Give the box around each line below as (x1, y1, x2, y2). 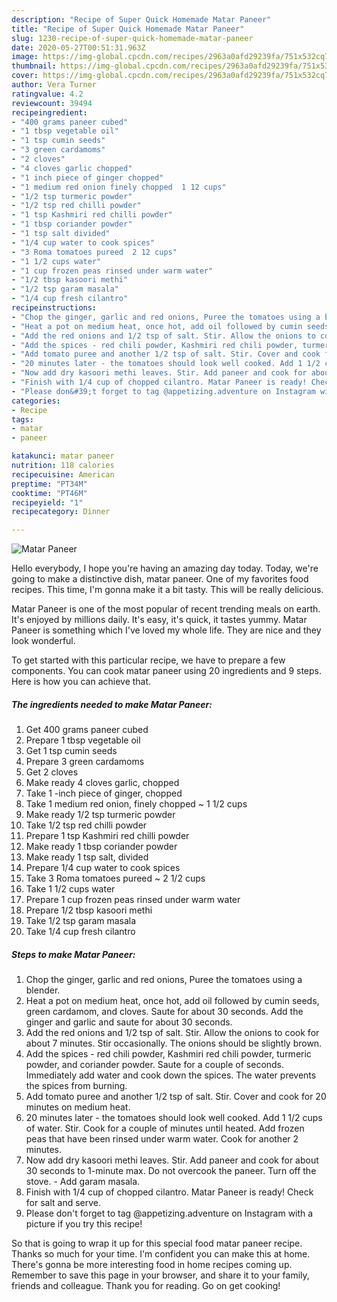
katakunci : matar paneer (11, 451, 115, 461)
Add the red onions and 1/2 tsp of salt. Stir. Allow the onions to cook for (25, 1027, 320, 1039)
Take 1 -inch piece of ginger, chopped (25, 787, 183, 800)
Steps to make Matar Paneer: (11, 948, 136, 960)
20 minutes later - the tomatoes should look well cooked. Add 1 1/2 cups (25, 1112, 323, 1124)
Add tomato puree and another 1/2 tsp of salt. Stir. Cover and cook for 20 (25, 1091, 327, 1103)
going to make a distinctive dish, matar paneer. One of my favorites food (11, 573, 309, 585)
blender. (25, 984, 61, 996)
